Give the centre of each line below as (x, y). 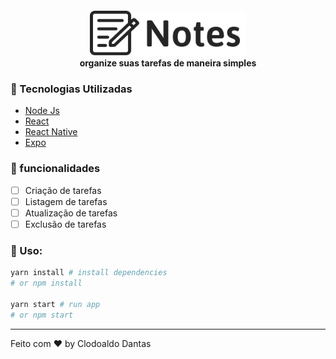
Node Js (42, 111)
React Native (51, 132)
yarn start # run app (55, 304)
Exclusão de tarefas (65, 224)
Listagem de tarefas (66, 201)
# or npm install (46, 283)
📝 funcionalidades (55, 169)
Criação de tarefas (63, 190)
